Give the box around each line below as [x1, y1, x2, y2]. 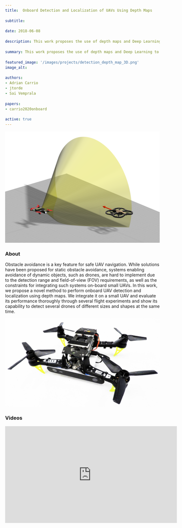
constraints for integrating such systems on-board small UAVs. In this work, [5, 283, 158, 289]
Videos [5, 414, 23, 421]
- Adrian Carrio [5, 81, 38, 86]
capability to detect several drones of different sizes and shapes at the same [5, 303, 160, 309]
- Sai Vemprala [5, 91, 36, 96]
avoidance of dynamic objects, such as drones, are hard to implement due [5, 272, 156, 278]
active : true [5, 117, 32, 122]
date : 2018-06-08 [5, 29, 41, 34]
